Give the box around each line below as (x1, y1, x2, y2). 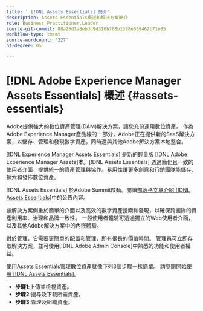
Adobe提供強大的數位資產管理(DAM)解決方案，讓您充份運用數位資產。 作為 (6, 122, 194, 130)
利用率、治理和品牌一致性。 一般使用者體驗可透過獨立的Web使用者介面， (11, 214, 194, 221)
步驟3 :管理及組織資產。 (14, 298, 74, 306)
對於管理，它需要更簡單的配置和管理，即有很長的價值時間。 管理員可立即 (6, 234, 188, 242)
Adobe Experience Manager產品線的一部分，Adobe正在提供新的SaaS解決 (6, 130, 190, 137)
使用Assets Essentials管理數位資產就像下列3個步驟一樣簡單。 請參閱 (6, 263, 176, 270)
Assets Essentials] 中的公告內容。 (6, 194, 89, 201)
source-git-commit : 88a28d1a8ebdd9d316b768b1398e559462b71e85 (6, 25, 166, 32)
